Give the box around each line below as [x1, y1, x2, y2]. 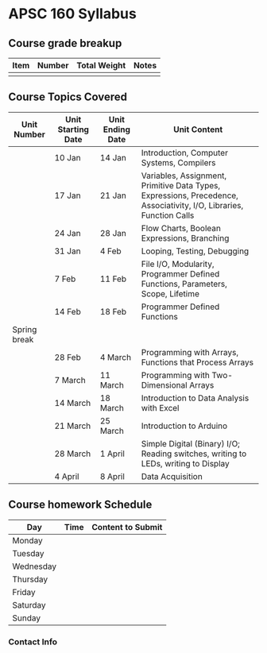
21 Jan [99, 190, 127, 201]
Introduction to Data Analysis [141, 392, 250, 404]
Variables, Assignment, [141, 170, 227, 181]
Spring [12, 323, 37, 334]
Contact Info [8, 636, 58, 647]
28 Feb [54, 351, 81, 362]
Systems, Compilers [141, 156, 216, 168]
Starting [57, 124, 90, 135]
